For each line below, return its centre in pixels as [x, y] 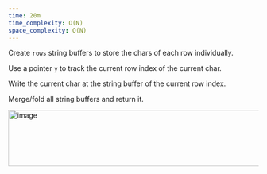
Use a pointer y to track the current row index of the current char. [115, 68]
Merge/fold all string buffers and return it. [76, 99]
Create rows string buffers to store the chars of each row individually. [121, 53]
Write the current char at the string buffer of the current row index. [117, 83]
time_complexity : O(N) [46, 23]
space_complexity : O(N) [48, 30]
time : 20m [25, 15]
